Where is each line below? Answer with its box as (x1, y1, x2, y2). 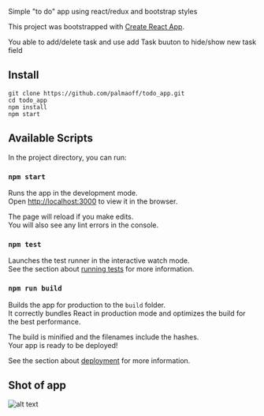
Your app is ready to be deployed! (8, 340, 118, 350)
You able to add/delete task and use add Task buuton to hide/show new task (8, 37, 257, 47)
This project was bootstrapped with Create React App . (8, 22, 185, 31)
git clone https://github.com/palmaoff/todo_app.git (8, 89, 185, 97)
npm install (8, 103, 47, 111)
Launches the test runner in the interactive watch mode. (8, 256, 191, 265)
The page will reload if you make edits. (8, 212, 134, 221)
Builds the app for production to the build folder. (8, 300, 166, 309)
